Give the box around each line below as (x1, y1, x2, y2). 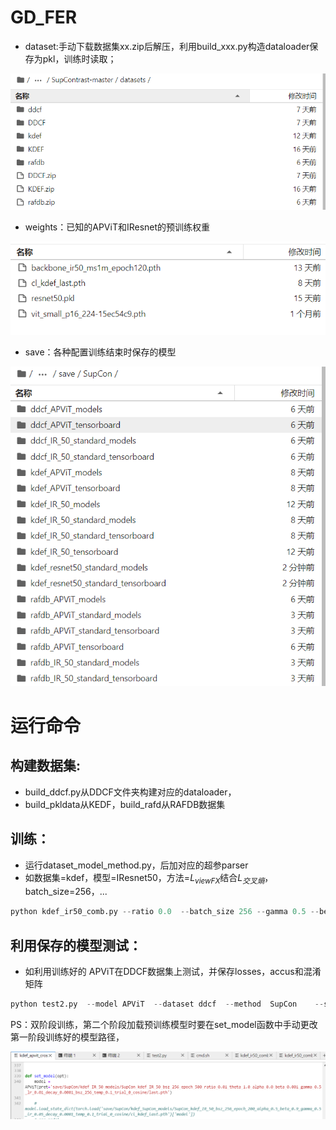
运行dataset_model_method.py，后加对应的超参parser (24, 859, 249, 871)
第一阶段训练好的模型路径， (10, 1031, 125, 1043)
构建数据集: (10, 757, 82, 775)
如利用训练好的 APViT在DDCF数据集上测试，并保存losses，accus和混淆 (24, 966, 322, 978)
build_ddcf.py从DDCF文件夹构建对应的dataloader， (24, 786, 237, 798)
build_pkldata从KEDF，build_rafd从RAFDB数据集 (24, 798, 226, 810)
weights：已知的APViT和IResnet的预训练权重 (24, 221, 211, 233)
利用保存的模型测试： (10, 937, 142, 954)
